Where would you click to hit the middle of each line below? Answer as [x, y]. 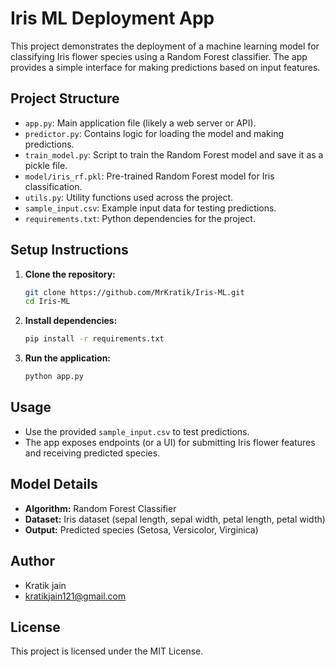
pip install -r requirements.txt [94, 339]
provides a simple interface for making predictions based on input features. [165, 67]
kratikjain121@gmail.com [75, 596]
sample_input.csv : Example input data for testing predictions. [150, 208]
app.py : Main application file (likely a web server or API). [140, 123]
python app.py [54, 377]
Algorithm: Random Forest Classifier [100, 508]
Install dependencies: [71, 321]
